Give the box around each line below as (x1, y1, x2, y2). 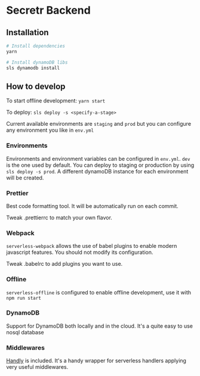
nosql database (6, 328, 45, 335)
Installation (6, 27, 49, 38)
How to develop (6, 81, 66, 91)
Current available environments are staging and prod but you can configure (6, 120, 192, 128)
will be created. (6, 174, 44, 181)
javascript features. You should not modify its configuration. (6, 248, 153, 256)
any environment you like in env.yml (6, 126, 94, 134)
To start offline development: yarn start (6, 97, 106, 104)
